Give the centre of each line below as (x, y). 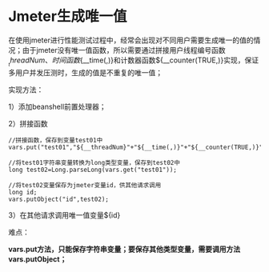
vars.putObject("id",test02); (59, 200)
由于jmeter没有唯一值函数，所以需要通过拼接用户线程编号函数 (124, 50)
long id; (23, 193)
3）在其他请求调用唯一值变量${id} (64, 215)
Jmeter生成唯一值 (68, 16)
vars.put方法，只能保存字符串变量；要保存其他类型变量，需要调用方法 (124, 250)
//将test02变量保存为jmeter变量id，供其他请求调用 (85, 186)
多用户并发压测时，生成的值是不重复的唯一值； (85, 73)
